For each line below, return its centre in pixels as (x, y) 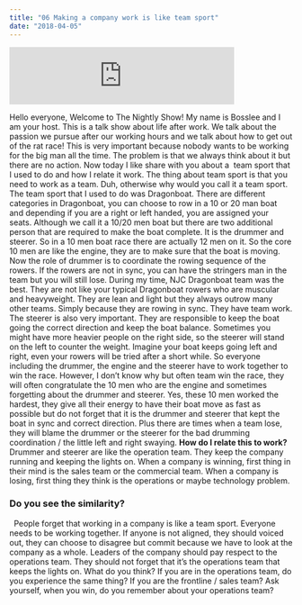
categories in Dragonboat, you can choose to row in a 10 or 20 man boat (143, 203)
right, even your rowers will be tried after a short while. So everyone (135, 356)
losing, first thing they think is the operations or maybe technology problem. (150, 480)
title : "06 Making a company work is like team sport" (114, 18)
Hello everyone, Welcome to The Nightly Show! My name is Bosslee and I (145, 117)
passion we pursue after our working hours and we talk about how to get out (151, 136)
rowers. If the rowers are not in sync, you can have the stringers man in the (148, 270)
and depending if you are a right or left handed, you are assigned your (139, 212)
